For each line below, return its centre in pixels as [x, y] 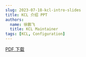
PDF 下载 [15, 49]
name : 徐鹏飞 [23, 24]
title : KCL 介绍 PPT [26, 15]
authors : [15, 20]
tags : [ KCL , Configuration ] [35, 34]
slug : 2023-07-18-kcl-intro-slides [43, 10]
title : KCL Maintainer [34, 29]
